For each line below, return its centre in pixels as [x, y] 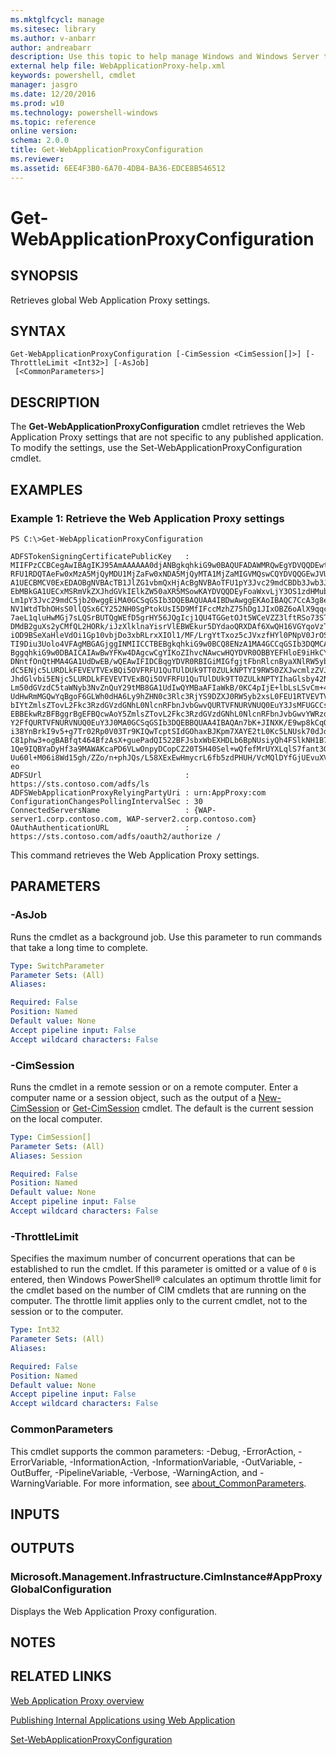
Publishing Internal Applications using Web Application [123, 1720]
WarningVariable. [46, 1483]
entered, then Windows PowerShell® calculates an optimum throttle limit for [166, 1280]
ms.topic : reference [53, 122]
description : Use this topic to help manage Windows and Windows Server [165, 57]
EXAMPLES [46, 489]
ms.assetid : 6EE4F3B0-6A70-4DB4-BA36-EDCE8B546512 [118, 168]
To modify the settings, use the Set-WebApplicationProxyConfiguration [156, 448]
